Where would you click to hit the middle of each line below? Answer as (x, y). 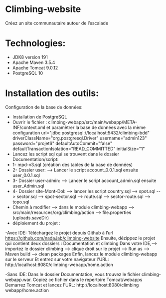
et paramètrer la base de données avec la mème (96, 127)
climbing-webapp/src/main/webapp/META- (93, 122)
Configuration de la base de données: (44, 107)
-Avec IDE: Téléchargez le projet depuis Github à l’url (59, 232)
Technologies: (35, 43)
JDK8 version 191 (30, 57)
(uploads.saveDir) (31, 217)
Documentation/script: (35, 159)
